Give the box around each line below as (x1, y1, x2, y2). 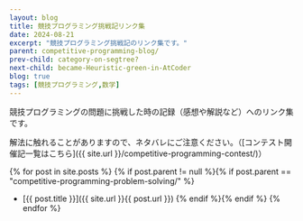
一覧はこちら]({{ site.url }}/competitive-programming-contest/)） (24, 148, 267, 159)
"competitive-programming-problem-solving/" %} (9, 175, 196, 186)
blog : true (9, 72, 50, 81)
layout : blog (9, 13, 59, 23)
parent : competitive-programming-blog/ (9, 47, 160, 56)
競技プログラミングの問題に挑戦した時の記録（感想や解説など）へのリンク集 (9, 106, 294, 117)
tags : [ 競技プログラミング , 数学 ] (9, 80, 120, 89)
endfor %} (22, 202, 61, 213)
